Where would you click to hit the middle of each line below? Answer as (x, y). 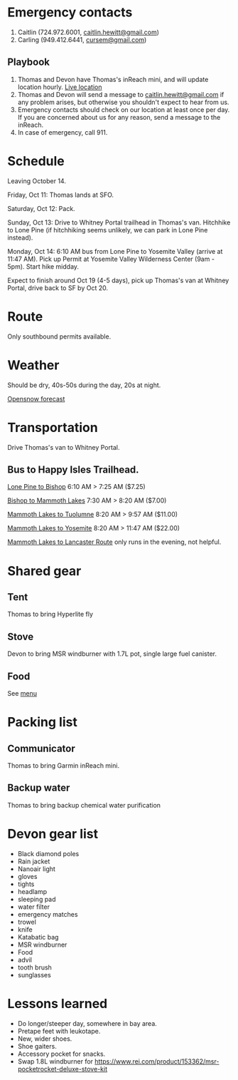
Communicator (42, 748)
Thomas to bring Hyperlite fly (50, 614)
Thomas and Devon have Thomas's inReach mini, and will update (113, 79)
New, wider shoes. (45, 1039)
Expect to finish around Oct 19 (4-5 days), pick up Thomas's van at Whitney (118, 280)
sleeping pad (37, 899)
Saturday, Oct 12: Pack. (42, 208)
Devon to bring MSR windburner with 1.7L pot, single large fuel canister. (112, 654)
